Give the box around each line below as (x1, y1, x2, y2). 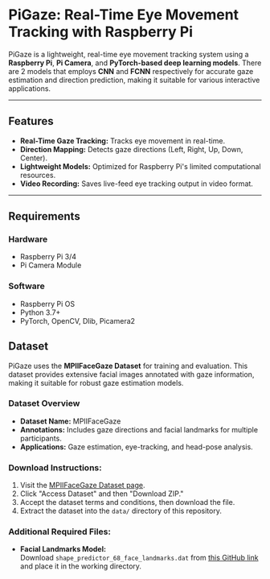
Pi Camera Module (19, 260, 82, 271)
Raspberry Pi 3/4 (19, 252, 77, 262)
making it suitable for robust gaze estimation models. (8, 378, 184, 387)
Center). (19, 153, 48, 163)
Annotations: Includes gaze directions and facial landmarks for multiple (19, 424, 259, 434)
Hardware (8, 234, 48, 245)
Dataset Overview (8, 398, 80, 409)
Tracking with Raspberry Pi (8, 23, 194, 41)
